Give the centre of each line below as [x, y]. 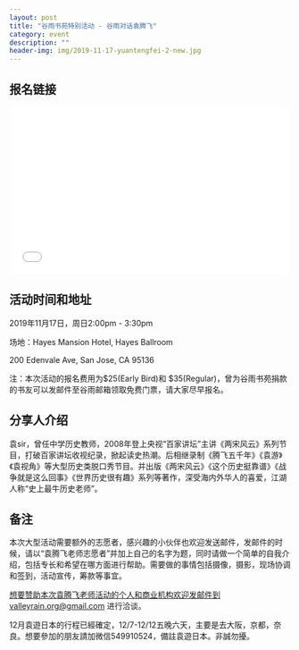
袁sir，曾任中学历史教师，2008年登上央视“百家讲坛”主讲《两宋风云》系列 [144, 443]
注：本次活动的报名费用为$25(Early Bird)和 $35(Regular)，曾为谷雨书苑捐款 [148, 378]
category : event [39, 34]
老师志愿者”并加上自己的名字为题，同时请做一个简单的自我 [175, 553]
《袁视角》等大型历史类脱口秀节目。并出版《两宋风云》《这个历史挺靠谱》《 [144, 466]
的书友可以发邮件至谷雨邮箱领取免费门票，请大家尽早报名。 [119, 389]
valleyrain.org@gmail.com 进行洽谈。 [78, 606]
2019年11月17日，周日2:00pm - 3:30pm [81, 323]
